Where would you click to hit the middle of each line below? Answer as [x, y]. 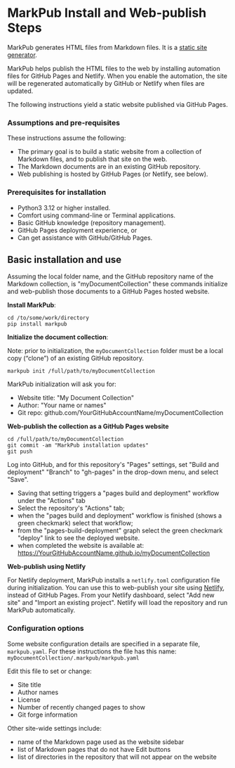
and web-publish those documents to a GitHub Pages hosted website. [108, 292]
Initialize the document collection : [58, 337]
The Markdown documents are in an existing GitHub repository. [109, 167]
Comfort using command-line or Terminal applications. [96, 215]
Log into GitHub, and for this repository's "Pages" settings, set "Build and [113, 465]
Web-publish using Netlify [47, 567]
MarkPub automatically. [41, 610]
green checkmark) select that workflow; [75, 523]
